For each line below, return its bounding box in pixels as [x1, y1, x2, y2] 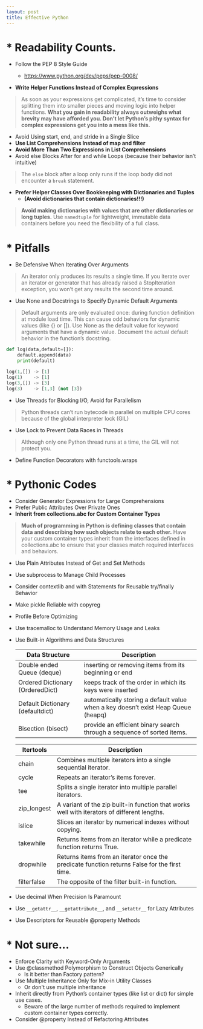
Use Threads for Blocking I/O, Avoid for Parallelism [14, 396, 141, 404]
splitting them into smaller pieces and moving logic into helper [21, 102, 176, 110]
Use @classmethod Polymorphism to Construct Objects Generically [14, 964, 184, 971]
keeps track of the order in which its [83, 679, 186, 687]
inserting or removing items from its [83, 661, 185, 669]
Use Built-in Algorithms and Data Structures [14, 636, 124, 643]
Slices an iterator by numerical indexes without [56, 818, 190, 826]
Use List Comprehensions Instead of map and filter [14, 140, 146, 147]
